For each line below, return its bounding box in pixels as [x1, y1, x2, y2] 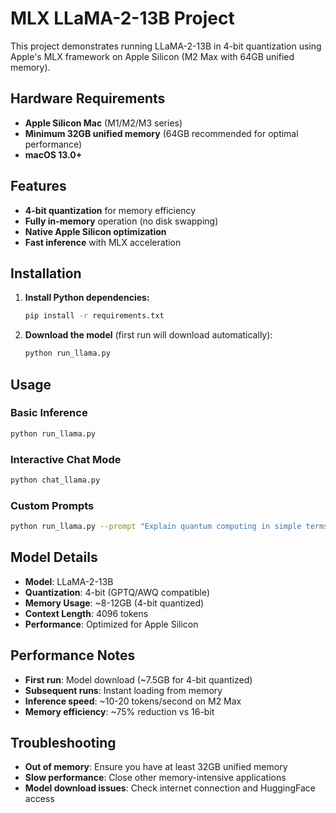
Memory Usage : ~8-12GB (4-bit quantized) [24, 597, 205, 609]
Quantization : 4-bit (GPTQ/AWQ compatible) [24, 586, 211, 598]
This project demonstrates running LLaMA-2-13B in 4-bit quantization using [10, 40, 322, 52]
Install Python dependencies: [24, 292, 150, 304]
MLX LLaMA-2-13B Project [10, 7, 235, 30]
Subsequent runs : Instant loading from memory [24, 684, 223, 696]
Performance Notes [10, 647, 136, 664]
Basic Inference [10, 406, 88, 420]
